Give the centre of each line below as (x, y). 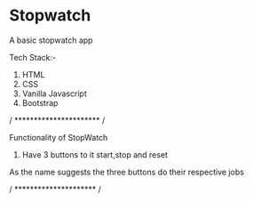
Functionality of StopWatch (59, 137)
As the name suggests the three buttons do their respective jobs (126, 172)
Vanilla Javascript (54, 93)
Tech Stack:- (32, 57)
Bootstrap (40, 102)
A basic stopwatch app (51, 40)
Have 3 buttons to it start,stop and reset (95, 154)
